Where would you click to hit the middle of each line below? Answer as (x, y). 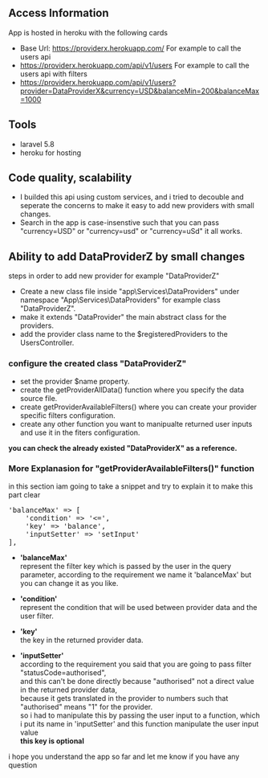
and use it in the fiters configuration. (80, 432)
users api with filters (54, 74)
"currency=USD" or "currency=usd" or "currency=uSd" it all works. (131, 231)
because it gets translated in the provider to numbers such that (124, 698)
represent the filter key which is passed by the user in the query (126, 566)
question (23, 765)
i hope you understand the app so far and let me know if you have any (124, 756)
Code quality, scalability (70, 178)
